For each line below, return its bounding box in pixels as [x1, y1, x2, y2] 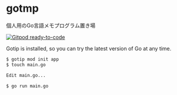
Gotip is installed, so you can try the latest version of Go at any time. [6, 45, 172, 52]
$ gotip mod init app [6, 56, 59, 62]
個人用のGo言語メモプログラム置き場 [6, 22, 96, 29]
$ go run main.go [6, 83, 49, 89]
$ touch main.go [6, 62, 46, 67]
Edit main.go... [6, 72, 46, 78]
